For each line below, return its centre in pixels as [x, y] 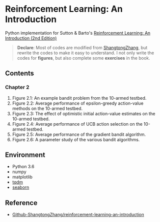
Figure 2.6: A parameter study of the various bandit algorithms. [76, 139]
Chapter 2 [17, 88]
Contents [20, 74]
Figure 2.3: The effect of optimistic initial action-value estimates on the [84, 113]
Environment [25, 155]
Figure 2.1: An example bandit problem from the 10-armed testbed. [79, 98]
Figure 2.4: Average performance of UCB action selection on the [77, 124]
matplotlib [22, 177]
